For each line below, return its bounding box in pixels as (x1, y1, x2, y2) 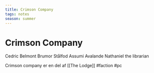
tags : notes (5, 12, 29, 17)
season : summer (5, 16, 36, 21)
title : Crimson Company (5, 7, 54, 12)
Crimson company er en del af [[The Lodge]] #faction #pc (5, 63, 122, 69)
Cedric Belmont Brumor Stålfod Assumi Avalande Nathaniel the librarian (5, 53, 149, 59)
